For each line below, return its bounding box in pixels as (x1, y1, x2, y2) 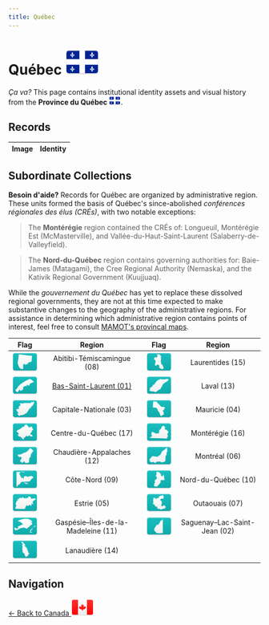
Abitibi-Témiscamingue (53, 353, 131, 363)
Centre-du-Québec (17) (50, 428, 134, 437)
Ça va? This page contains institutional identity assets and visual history (8, 87, 247, 96)
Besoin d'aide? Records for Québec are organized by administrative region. (8, 190, 259, 200)
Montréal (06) (195, 452, 242, 461)
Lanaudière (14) (65, 546, 119, 555)
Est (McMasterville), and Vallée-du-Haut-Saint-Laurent (27, 231, 209, 241)
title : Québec (8, 13, 56, 21)
